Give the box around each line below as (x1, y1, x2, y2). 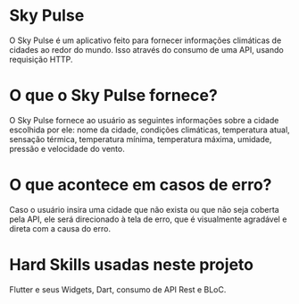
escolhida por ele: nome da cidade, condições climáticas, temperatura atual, (9, 124, 290, 135)
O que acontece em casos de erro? (9, 175, 272, 195)
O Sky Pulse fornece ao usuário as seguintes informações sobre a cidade (9, 114, 279, 125)
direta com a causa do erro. (9, 223, 112, 233)
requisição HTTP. (9, 54, 73, 64)
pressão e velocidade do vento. (9, 143, 125, 154)
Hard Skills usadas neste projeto (9, 255, 254, 274)
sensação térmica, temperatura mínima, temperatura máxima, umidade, (9, 133, 272, 144)
